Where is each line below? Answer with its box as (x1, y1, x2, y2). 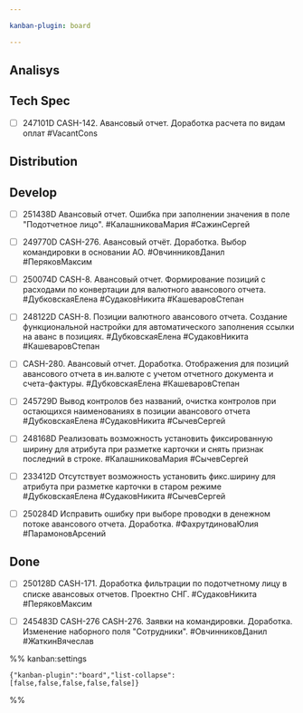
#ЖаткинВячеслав (22, 635, 95, 646)
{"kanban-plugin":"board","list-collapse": (9, 670, 176, 679)
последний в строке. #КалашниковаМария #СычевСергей (22, 453, 249, 464)
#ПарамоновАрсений (22, 527, 107, 539)
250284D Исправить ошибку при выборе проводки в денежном (22, 508, 271, 519)
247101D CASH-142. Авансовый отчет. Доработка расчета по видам (22, 117, 286, 128)
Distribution (9, 154, 79, 169)
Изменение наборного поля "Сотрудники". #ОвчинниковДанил (22, 626, 268, 637)
